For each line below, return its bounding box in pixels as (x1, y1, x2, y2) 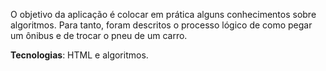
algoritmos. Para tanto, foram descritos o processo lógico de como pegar (10, 19, 313, 31)
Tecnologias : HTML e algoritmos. (10, 49, 149, 61)
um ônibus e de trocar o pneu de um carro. (10, 30, 188, 41)
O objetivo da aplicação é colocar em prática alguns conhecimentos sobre (10, 9, 317, 20)
